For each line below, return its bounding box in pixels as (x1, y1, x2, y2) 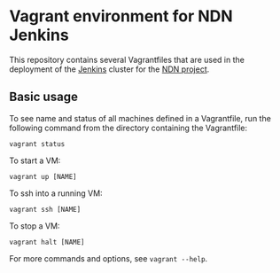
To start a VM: (9, 155, 61, 166)
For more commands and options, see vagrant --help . (9, 253, 208, 263)
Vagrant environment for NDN (9, 6, 233, 27)
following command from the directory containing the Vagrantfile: (9, 122, 248, 133)
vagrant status (9, 139, 66, 148)
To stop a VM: (9, 220, 60, 231)
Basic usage (9, 90, 78, 105)
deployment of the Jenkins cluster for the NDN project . (9, 64, 210, 74)
